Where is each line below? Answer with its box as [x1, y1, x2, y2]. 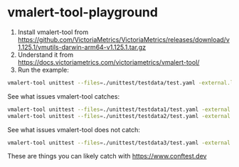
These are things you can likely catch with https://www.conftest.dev [7, 152, 207, 161]
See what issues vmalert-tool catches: [7, 92, 119, 100]
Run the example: [17, 65, 70, 74]
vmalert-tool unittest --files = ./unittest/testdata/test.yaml [7, 79, 196, 86]
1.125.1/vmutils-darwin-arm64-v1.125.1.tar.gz [17, 43, 147, 51]
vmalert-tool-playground [7, 4, 159, 21]
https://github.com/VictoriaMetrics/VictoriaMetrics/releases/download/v [17, 35, 230, 43]
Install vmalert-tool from [17, 28, 89, 36]
